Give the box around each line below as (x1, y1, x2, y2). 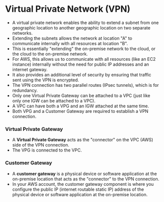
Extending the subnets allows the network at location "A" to (12, 35, 133, 41)
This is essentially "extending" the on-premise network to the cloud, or (12, 46, 156, 51)
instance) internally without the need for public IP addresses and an (12, 61, 149, 67)
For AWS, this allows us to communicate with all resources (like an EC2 (12, 56, 156, 62)
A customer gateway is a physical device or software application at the (12, 171, 157, 177)
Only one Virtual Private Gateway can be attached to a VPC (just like (12, 92, 151, 99)
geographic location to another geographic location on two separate (12, 25, 151, 30)
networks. (12, 30, 33, 36)
